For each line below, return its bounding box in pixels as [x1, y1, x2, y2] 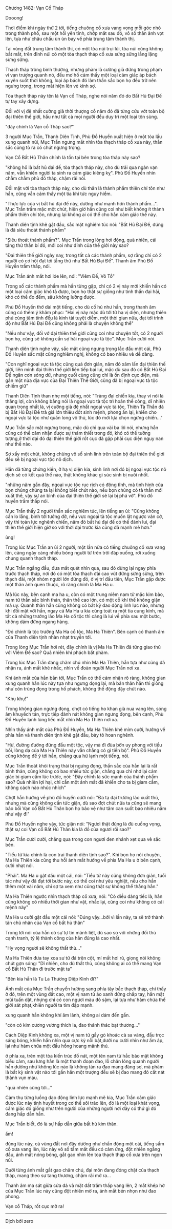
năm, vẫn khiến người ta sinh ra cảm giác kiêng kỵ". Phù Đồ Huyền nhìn [5, 170, 156, 176]
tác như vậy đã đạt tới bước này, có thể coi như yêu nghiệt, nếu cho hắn [5, 878, 157, 884]
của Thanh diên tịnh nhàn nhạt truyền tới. [5, 634, 92, 640]
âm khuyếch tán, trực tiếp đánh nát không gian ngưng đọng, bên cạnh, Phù [5, 711, 164, 717]
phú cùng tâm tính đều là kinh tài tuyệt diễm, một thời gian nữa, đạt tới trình [5, 315, 164, 321]
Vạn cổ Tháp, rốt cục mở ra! [5, 1203, 64, 1209]
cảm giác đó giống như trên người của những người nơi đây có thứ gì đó [5, 1105, 157, 1111]
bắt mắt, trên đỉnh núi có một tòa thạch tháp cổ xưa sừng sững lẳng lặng [5, 51, 158, 57]
